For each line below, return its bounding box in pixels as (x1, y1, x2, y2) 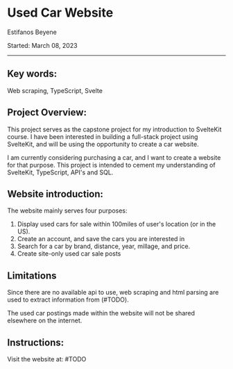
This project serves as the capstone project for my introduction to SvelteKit (7, 125, 222, 133)
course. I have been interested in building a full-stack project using (7, 132, 198, 140)
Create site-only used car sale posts (17, 249, 121, 258)
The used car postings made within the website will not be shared (7, 309, 196, 318)
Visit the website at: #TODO (7, 355, 87, 363)
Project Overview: (7, 106, 87, 119)
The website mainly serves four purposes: (7, 206, 128, 215)
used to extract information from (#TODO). (7, 295, 130, 304)
